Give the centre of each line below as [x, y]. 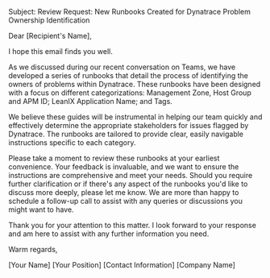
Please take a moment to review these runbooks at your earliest [114, 158]
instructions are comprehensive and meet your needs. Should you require [131, 175]
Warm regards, [33, 249]
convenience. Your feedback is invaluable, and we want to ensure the [124, 167]
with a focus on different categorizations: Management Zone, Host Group [130, 93]
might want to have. [41, 210]
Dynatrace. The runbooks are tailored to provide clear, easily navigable [126, 134]
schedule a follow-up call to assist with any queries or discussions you [126, 201]
